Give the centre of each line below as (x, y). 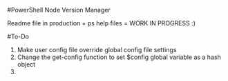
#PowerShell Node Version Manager (59, 10)
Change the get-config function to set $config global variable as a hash (119, 57)
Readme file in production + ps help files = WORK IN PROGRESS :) (101, 23)
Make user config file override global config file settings (97, 50)
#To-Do (18, 36)
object (26, 64)
